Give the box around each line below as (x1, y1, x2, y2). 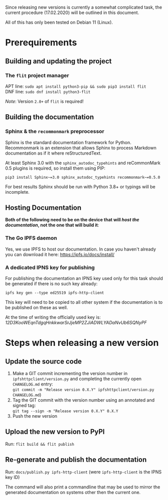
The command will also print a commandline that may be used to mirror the (5, 484, 160, 490)
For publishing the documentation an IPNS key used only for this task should (5, 275, 163, 281)
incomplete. (5, 189, 30, 195)
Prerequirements (5, 37, 77, 48)
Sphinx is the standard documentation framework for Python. (5, 139, 132, 145)
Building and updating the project (5, 57, 112, 65)
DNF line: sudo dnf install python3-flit (5, 88, 91, 94)
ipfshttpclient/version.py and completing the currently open (12, 376, 142, 382)
